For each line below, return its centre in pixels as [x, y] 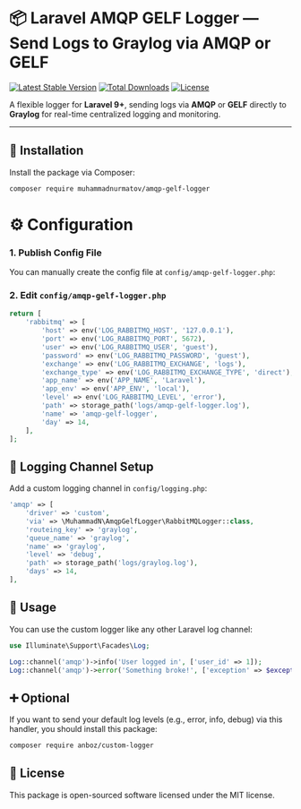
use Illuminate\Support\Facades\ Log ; [80, 645]
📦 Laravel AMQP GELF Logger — [134, 18]
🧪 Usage [33, 608]
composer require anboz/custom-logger [82, 745]
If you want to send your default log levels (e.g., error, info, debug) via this [146, 719]
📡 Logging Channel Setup [82, 466]
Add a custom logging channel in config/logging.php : [108, 488]
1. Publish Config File [56, 253]
